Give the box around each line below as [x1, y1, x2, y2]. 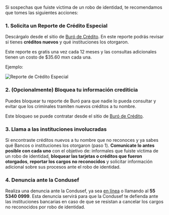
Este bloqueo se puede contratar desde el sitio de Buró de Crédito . [5, 113, 144, 119]
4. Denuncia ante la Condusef [5, 176, 80, 183]
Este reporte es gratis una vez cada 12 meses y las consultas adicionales [5, 49, 157, 55]
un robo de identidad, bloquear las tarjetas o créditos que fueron [5, 153, 142, 159]
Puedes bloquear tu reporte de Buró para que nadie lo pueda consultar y [5, 98, 156, 104]
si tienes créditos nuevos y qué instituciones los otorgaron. [5, 39, 129, 45]
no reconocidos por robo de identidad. [5, 204, 86, 210]
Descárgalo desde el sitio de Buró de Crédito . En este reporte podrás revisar [5, 34, 164, 40]
